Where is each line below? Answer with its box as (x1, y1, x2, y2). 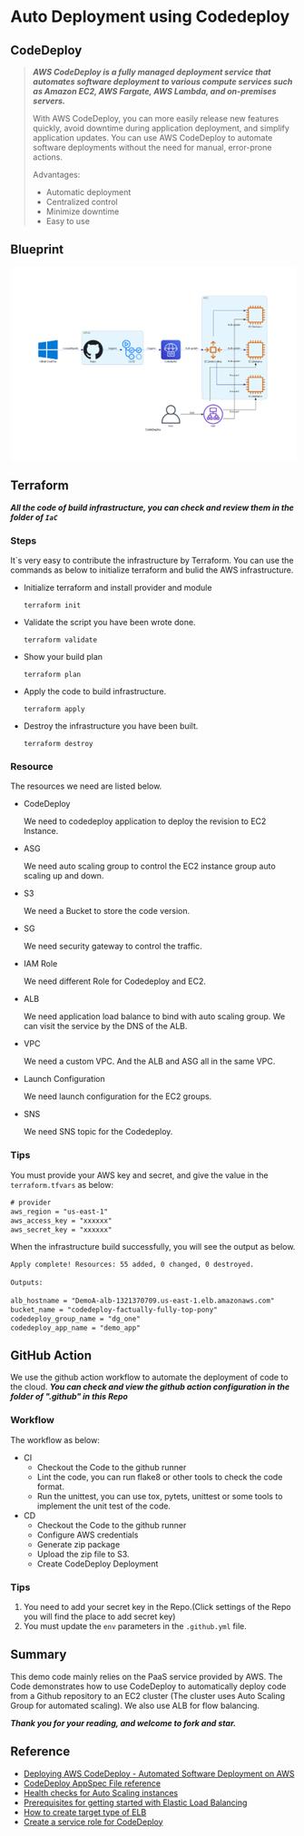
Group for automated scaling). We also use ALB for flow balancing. (10, 1700, 260, 1711)
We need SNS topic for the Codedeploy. (23, 1126, 173, 1137)
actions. (32, 152, 63, 162)
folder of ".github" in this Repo (10, 1391, 128, 1402)
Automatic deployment (45, 187, 132, 197)
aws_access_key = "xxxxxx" (10, 1216, 113, 1225)
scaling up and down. (23, 870, 104, 881)
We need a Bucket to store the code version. (23, 906, 191, 917)
